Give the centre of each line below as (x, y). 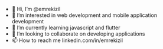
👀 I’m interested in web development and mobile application (84, 15)
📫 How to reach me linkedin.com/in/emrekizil (67, 40)
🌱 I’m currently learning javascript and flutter (66, 27)
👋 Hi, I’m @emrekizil (36, 9)
